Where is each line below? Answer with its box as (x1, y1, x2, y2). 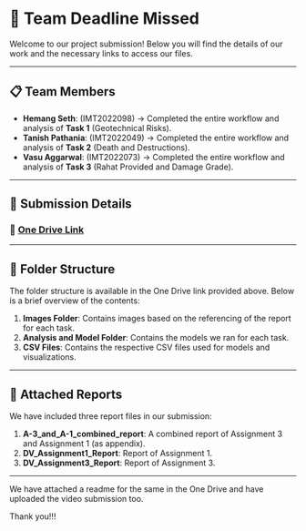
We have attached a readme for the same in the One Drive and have (9, 484, 264, 495)
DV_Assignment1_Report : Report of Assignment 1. (22, 448, 213, 459)
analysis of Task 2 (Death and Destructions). (22, 141, 190, 153)
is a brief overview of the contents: (9, 295, 140, 306)
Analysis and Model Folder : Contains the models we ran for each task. (22, 332, 290, 343)
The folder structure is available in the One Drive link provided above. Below (9, 286, 294, 297)
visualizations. (22, 352, 77, 363)
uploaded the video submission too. (9, 494, 144, 505)
